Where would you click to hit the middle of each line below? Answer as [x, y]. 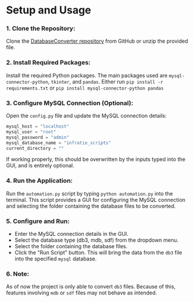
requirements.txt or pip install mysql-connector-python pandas [85, 88]
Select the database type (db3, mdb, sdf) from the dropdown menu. [96, 240]
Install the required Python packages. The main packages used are [87, 75]
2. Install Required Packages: [48, 63]
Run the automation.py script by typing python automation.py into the [89, 193]
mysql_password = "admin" [38, 137]
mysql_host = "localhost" [38, 126]
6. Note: [18, 274]
